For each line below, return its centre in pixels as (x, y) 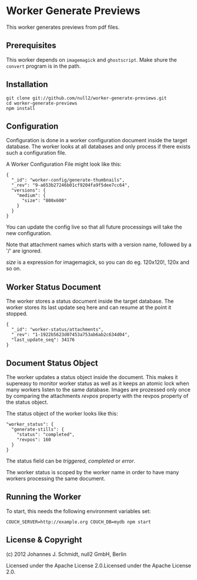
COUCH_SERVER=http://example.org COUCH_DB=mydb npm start (79, 522)
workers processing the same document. (56, 478)
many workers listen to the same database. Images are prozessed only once (98, 390)
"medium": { (31, 196)
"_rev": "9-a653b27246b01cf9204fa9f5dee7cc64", (71, 185)
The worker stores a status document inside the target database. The (90, 301)
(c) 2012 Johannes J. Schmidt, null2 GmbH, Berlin (66, 554)
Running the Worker (44, 497)
